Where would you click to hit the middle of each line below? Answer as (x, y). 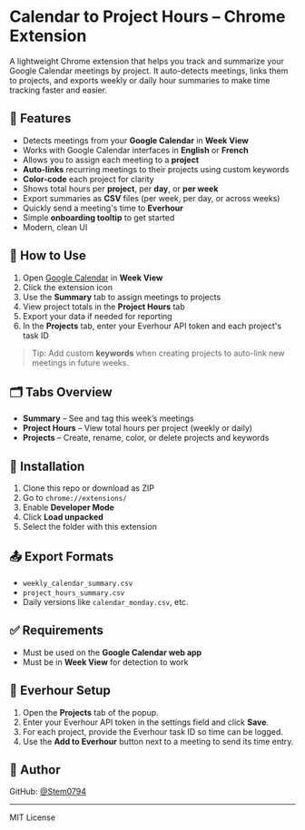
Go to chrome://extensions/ (74, 498)
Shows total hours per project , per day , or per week (120, 189)
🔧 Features (40, 118)
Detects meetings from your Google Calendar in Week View (136, 140)
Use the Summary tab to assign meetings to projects (122, 297)
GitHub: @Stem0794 (48, 792)
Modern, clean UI (55, 227)
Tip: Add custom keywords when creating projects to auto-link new (158, 353)
